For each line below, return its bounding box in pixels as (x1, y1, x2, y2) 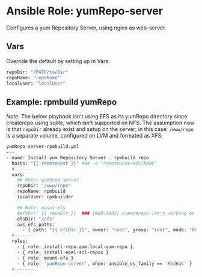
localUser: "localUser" (6, 80, 66, 87)
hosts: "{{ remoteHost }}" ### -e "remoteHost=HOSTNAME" (11, 160, 158, 166)
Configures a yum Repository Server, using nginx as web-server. (6, 24, 167, 31)
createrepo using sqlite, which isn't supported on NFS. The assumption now (6, 119, 194, 127)
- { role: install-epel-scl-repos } (17, 249, 109, 255)
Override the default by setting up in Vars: (6, 57, 110, 64)
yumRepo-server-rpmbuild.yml (6, 144, 79, 150)
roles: (11, 239, 28, 245)
